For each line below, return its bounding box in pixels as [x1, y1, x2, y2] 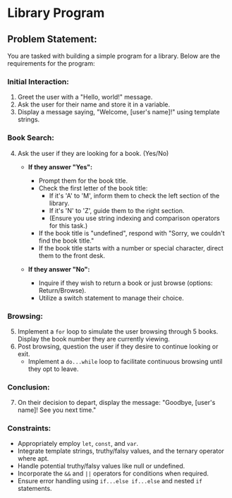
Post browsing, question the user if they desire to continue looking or [17, 342, 219, 351]
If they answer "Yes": [28, 162, 93, 171]
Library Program [7, 5, 105, 21]
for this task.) [49, 221, 88, 230]
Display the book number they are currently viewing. [17, 334, 171, 343]
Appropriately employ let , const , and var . [17, 439, 139, 448]
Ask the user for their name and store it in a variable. [17, 100, 171, 109]
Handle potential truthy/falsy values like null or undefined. [17, 462, 185, 470]
